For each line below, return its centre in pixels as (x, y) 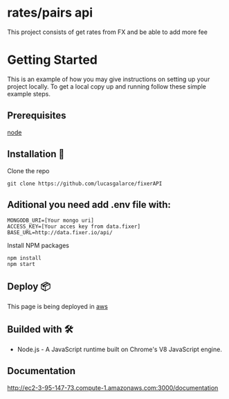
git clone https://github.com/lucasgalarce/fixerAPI (85, 184)
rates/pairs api (50, 13)
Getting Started (53, 60)
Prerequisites (37, 116)
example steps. (29, 94)
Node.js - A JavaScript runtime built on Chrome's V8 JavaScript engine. (120, 349)
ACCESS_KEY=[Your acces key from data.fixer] (74, 227)
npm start (21, 265)
